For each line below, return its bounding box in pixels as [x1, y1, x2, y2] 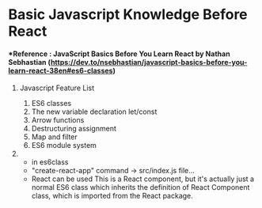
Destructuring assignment [31, 124, 116, 134]
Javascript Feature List [19, 83, 95, 93]
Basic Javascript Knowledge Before [8, 6, 248, 24]
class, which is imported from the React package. [31, 191, 194, 201]
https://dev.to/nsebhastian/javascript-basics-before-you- [50, 57, 248, 66]
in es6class [31, 157, 69, 167]
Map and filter [31, 132, 78, 142]
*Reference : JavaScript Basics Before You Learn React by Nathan [8, 49, 231, 59]
